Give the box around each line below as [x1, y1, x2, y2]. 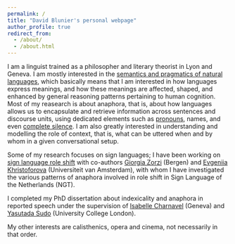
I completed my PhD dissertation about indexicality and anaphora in [7, 194, 203, 203]
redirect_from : [7, 30, 52, 37]
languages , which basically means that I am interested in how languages [7, 77, 217, 85]
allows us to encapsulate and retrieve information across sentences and [7, 107, 216, 115]
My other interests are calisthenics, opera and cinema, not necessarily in [7, 223, 218, 231]
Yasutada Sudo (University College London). [7, 209, 136, 217]
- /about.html [13, 43, 55, 50]
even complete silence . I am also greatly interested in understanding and [7, 122, 218, 130]
